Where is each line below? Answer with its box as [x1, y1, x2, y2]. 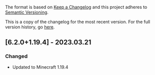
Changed [5, 53, 28, 60]
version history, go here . [5, 24, 55, 30]
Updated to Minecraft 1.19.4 [12, 64, 68, 70]
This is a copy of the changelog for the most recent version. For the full [5, 19, 150, 25]
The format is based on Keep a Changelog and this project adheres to [5, 4, 148, 10]
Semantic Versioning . [5, 9, 49, 15]
